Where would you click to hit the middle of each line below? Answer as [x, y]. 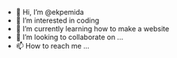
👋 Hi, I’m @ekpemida [50, 12]
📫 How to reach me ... [52, 46]
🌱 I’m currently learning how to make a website [92, 29]
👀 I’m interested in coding [58, 20]
